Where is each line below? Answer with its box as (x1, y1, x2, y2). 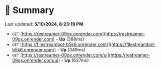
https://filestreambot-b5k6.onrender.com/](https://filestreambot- (22, 41, 156, 47)
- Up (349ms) (57, 46, 86, 52)
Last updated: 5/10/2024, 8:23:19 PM (5, 21, 84, 27)
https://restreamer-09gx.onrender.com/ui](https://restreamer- (22, 52, 150, 58)
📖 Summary (5, 4, 54, 16)
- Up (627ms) (61, 57, 89, 63)
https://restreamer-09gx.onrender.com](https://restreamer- (22, 30, 145, 36)
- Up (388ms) (55, 36, 84, 42)
